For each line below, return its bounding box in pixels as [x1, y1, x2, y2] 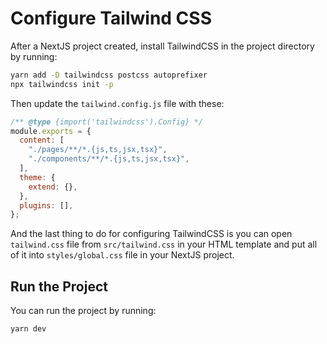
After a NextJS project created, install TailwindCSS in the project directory [10, 40, 315, 52]
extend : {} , [28, 182, 78, 192]
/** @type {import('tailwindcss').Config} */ [10, 117, 203, 127]
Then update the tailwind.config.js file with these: [10, 97, 225, 109]
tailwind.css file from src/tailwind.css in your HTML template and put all [10, 238, 318, 251]
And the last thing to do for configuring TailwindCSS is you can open [10, 228, 293, 240]
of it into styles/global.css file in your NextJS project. [10, 249, 235, 261]
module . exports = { [10, 126, 92, 136]
